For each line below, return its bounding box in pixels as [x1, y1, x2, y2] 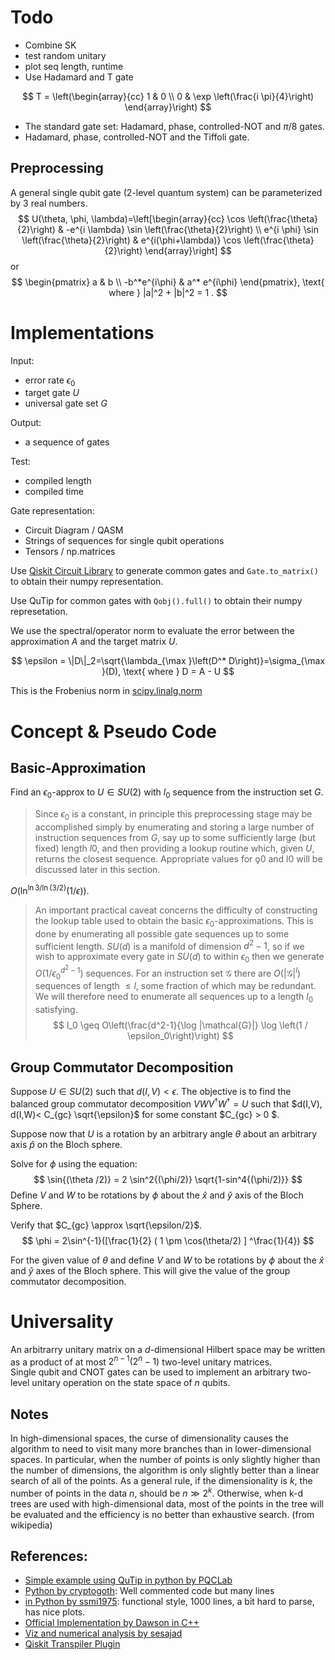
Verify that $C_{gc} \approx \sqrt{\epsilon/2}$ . [10, 1219, 203, 1231]
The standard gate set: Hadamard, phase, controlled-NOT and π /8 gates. [24, 120, 325, 132]
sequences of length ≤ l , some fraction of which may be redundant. [34, 980, 317, 992]
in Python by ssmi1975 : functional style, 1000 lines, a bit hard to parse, [24, 1596, 315, 1608]
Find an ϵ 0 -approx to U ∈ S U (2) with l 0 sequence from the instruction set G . [10, 786, 324, 801]
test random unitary [24, 49, 107, 61]
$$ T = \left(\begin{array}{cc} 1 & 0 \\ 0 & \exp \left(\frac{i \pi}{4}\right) [21, 90, 315, 102]
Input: [10, 354, 35, 366]
